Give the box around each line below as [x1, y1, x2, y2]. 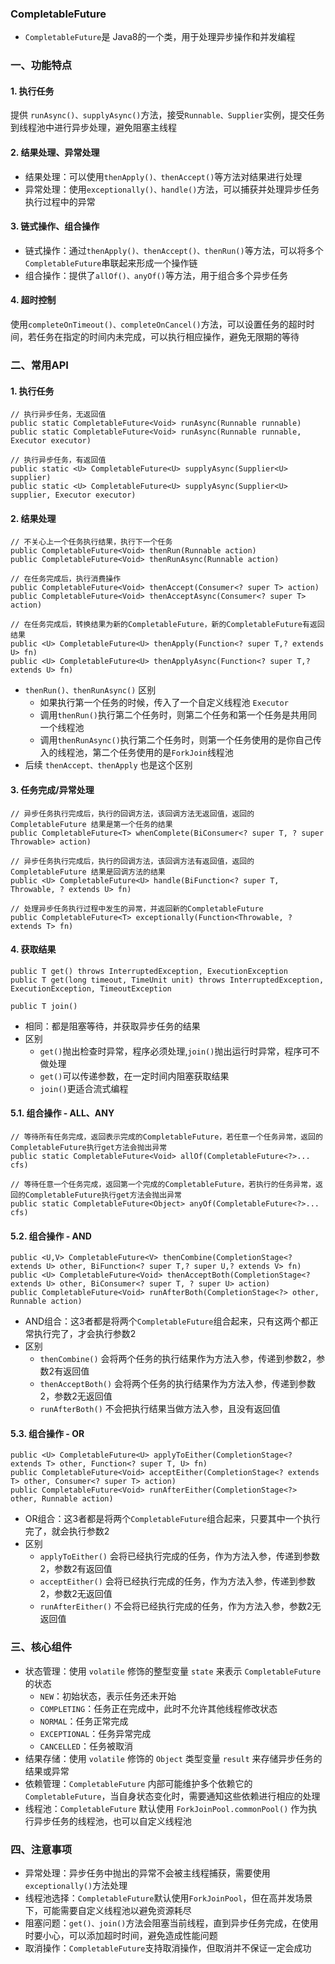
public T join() [10, 1001, 78, 1011]
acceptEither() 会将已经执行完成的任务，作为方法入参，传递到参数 [39, 1575, 316, 1587]
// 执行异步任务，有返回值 [10, 455, 107, 466]
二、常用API [10, 358, 69, 372]
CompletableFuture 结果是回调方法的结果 [10, 867, 166, 877]
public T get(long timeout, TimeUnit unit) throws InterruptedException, [10, 975, 325, 985]
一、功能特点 [10, 58, 73, 72]
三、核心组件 [10, 1640, 73, 1654]
